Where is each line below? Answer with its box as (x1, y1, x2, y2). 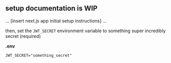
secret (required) (5, 33, 41, 39)
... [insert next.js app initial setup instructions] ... (5, 17, 107, 24)
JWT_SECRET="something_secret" (5, 53, 72, 58)
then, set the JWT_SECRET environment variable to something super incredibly (5, 28, 166, 34)
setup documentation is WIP (5, 4, 98, 13)
